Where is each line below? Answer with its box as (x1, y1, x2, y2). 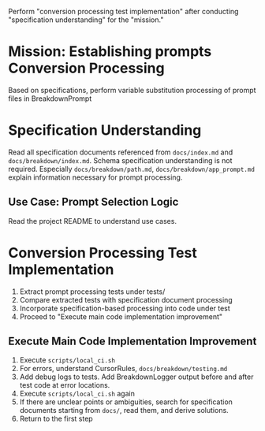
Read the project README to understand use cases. (8, 216, 177, 225)
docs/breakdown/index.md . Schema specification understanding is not (8, 155, 233, 165)
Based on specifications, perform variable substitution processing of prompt (8, 85, 256, 95)
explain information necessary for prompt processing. (8, 173, 183, 182)
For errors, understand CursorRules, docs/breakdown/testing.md (19, 364, 228, 373)
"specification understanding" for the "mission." (8, 15, 164, 24)
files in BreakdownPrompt (8, 94, 92, 103)
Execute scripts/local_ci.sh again (19, 389, 136, 399)
